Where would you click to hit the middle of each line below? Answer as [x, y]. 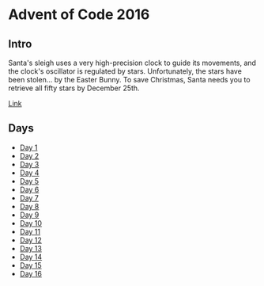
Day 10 [30, 223]
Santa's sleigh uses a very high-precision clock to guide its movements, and [132, 63]
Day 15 [30, 265]
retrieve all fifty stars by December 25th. [74, 88]
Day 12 [30, 240]
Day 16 [30, 273]
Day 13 [30, 248]
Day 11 [30, 231]
